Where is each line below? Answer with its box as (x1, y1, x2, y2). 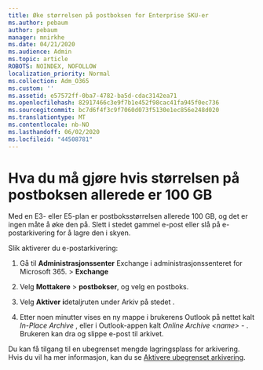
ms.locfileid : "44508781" (8, 135, 93, 143)
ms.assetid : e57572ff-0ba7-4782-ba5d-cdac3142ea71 (8, 92, 177, 100)
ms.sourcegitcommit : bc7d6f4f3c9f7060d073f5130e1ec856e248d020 (8, 107, 220, 114)
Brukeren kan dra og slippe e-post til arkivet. (19, 329, 164, 339)
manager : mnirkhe (8, 33, 65, 42)
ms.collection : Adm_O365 (8, 77, 89, 85)
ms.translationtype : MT (8, 114, 86, 122)
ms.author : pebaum (8, 19, 68, 27)
